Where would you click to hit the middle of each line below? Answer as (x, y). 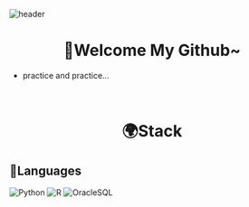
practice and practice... (66, 75)
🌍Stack (152, 132)
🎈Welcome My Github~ (152, 51)
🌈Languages (45, 170)
